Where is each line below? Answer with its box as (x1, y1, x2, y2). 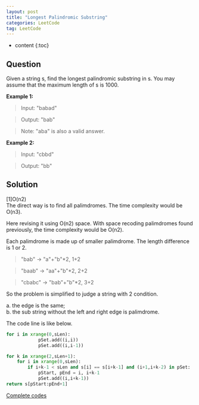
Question (6, 59, 41, 69)
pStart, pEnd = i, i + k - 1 (38, 370, 100, 376)
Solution (6, 180, 38, 190)
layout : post (6, 8, 39, 15)
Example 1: (6, 93, 34, 100)
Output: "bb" (20, 162, 52, 170)
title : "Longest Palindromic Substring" (6, 14, 108, 20)
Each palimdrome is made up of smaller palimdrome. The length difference (6, 237, 189, 245)
